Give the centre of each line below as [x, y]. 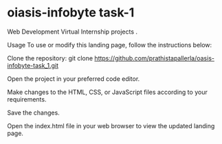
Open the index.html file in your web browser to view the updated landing [111, 125]
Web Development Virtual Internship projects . [72, 32]
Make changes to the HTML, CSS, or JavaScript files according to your [107, 92]
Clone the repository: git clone [50, 58]
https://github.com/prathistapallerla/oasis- [155, 58]
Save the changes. [33, 112]
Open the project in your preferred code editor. [74, 79]
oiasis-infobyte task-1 [71, 13]
